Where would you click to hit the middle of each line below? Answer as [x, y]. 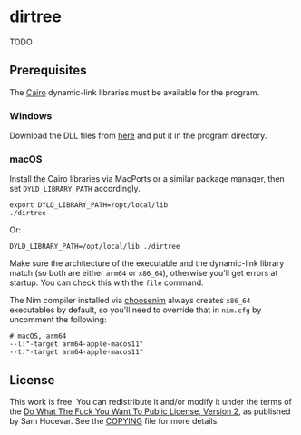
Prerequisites [48, 70]
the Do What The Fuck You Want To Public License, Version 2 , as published [150, 411]
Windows [31, 115]
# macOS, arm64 [38, 336]
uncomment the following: [58, 320]
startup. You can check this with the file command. [107, 282]
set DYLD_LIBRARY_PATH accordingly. [75, 189]
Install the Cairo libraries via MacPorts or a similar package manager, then [147, 179]
